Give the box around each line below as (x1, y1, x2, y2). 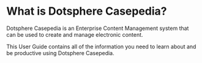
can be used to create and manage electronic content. (6, 31, 143, 38)
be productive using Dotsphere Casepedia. (6, 49, 114, 56)
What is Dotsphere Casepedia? (6, 4, 167, 18)
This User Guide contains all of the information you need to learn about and (6, 43, 196, 50)
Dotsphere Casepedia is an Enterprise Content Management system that (6, 24, 189, 32)
